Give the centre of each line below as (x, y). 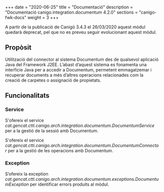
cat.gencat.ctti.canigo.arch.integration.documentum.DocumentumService (80, 125)
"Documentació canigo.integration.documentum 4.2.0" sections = (71, 12)
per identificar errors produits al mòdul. (70, 184)
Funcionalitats (27, 96)
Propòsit (18, 48)
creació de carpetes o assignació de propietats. (53, 80)
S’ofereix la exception (27, 174)
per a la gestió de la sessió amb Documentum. (52, 131)
